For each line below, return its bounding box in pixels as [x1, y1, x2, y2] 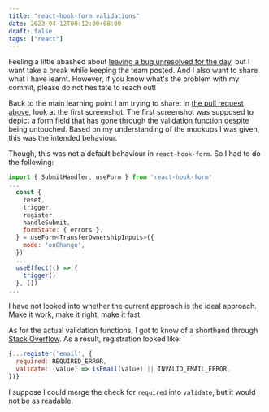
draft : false [8, 27, 53, 35]
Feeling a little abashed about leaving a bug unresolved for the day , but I [8, 57, 250, 67]
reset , [23, 196, 46, 204]
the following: [8, 158, 54, 167]
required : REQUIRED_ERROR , [15, 358, 107, 366]
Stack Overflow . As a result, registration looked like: [8, 334, 181, 344]
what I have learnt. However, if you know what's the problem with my [8, 74, 240, 84]
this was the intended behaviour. [8, 133, 118, 143]
